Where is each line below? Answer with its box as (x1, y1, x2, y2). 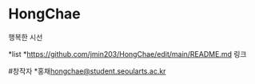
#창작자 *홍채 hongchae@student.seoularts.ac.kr (8, 66, 166, 76)
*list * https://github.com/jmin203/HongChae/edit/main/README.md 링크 (8, 49, 247, 58)
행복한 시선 (8, 32, 43, 42)
